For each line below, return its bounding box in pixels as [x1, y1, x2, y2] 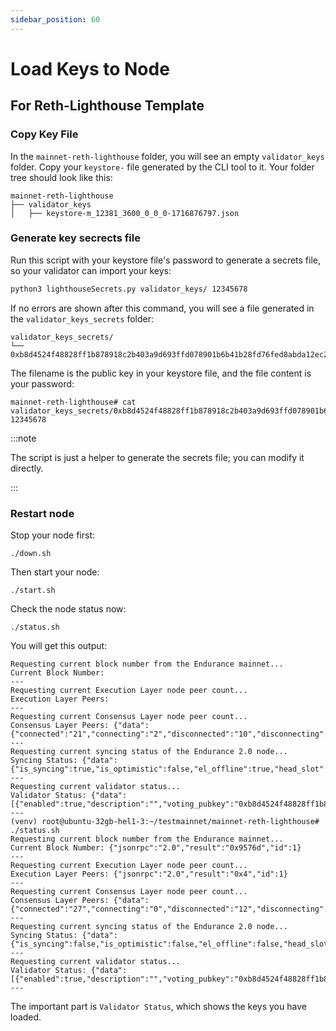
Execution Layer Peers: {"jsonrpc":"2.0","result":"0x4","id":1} [10, 869, 288, 879]
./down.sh [10, 548, 52, 558]
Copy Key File [10, 127, 79, 141]
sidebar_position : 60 [10, 14, 101, 25]
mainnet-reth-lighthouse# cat [10, 397, 137, 407]
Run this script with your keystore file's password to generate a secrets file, [10, 254, 322, 266]
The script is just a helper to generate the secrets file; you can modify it [10, 451, 305, 463]
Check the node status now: [10, 602, 127, 615]
